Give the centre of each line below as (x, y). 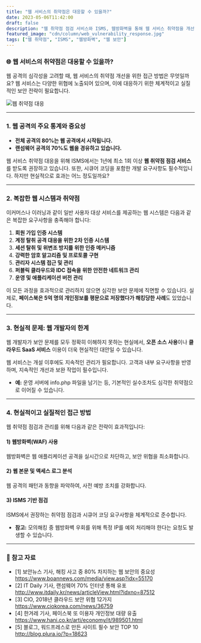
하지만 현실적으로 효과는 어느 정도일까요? (62, 176)
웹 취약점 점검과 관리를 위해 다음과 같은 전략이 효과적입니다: (76, 427)
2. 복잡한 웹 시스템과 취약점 (43, 198)
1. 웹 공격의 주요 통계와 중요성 (46, 126)
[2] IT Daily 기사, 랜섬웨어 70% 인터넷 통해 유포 (71, 585)
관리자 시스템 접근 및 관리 (44, 262)
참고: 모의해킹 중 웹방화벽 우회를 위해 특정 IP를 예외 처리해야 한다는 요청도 (101, 527)
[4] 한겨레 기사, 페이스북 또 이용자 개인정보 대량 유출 (76, 613)
